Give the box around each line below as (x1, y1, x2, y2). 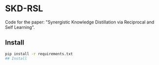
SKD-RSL (5, 3, 43, 14)
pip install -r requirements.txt (5, 51, 73, 56)
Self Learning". (5, 24, 35, 30)
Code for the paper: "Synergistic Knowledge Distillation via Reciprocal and (5, 19, 155, 25)
